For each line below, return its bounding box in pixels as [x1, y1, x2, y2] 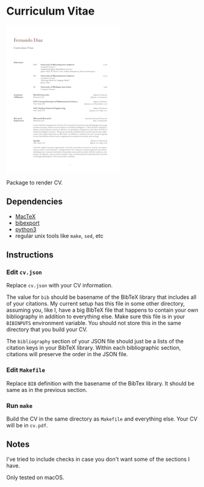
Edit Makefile [6, 366, 46, 374]
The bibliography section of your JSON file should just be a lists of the [6, 338, 184, 345]
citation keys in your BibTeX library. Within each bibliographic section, [6, 344, 181, 351]
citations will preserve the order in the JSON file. [6, 351, 128, 358]
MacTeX [15, 212, 36, 220]
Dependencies [6, 197, 63, 207]
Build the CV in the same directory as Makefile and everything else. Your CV [6, 415, 198, 422]
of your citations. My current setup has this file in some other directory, [6, 300, 185, 307]
